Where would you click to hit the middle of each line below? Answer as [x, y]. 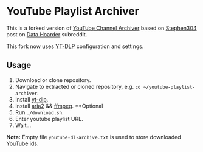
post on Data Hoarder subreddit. [47, 34]
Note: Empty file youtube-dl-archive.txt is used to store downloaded [94, 137]
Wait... [23, 125]
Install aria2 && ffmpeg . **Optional [59, 106]
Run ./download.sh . [39, 112]
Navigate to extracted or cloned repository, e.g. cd [78, 86]
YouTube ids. [22, 143]
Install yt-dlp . [32, 99]
